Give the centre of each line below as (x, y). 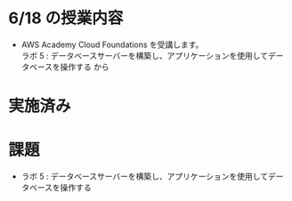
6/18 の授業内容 (66, 18)
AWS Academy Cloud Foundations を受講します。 (112, 44)
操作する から (85, 67)
